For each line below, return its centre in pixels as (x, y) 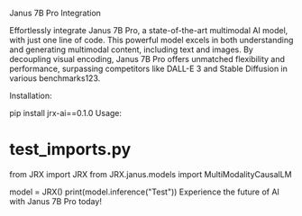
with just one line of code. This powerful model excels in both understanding (151, 40)
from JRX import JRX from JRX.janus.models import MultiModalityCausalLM (151, 174)
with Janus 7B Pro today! (55, 201)
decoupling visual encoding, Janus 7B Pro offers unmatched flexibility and (147, 59)
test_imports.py (70, 150)
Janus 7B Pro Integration (55, 13)
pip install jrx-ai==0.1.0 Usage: (66, 113)
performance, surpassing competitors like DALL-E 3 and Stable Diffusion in (149, 68)
